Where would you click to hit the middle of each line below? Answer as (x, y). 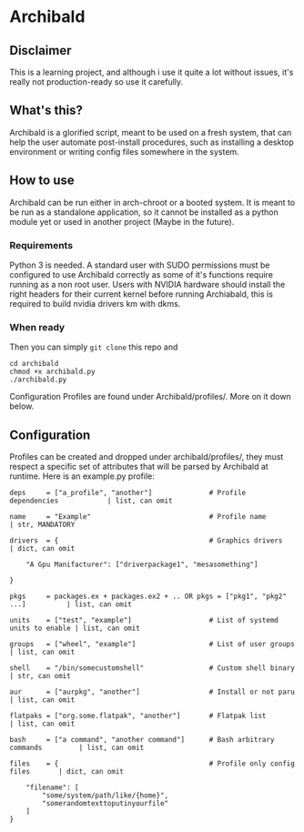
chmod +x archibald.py (52, 372)
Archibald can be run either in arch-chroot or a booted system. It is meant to (152, 202)
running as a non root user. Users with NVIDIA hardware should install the (147, 284)
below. (22, 406)
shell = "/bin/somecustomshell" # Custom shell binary (152, 668)
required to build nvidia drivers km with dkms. (95, 303)
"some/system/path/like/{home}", (106, 796)
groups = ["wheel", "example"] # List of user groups (152, 644)
